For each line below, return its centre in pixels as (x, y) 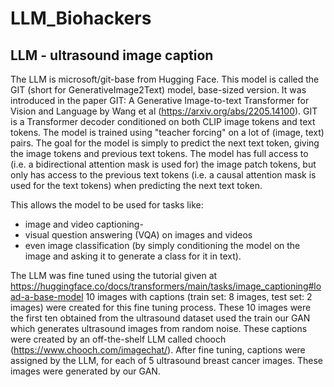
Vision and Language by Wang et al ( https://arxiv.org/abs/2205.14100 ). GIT (164, 111)
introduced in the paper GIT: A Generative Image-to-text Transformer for (160, 100)
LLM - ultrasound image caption (112, 55)
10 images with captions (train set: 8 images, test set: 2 (199, 296)
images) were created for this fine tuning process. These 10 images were (161, 307)
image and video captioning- (84, 224)
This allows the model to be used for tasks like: (107, 205)
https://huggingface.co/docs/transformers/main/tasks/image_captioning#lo (166, 286)
